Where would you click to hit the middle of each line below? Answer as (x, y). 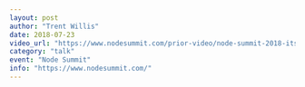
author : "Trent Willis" (54, 26)
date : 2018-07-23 (42, 34)
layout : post (34, 18)
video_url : (30, 43)
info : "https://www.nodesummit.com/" (81, 69)
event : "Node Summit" (50, 60)
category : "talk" (42, 52)
